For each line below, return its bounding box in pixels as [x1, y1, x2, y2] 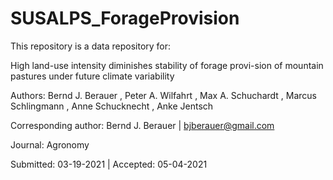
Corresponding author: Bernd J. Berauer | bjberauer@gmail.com [10, 119, 275, 131]
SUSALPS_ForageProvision [10, 7, 240, 30]
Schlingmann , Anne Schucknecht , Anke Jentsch [10, 100, 214, 112]
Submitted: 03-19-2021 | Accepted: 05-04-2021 [10, 158, 208, 170]
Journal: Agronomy [10, 138, 90, 151]
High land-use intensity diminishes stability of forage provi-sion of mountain [10, 59, 324, 71]
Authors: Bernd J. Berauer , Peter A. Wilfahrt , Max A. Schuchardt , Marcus [10, 89, 318, 101]
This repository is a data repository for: [10, 40, 172, 52]
